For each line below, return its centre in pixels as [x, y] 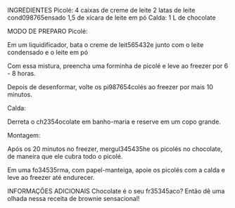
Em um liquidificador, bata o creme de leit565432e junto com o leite [106, 45]
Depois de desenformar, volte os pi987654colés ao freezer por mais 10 [110, 87]
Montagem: [24, 135]
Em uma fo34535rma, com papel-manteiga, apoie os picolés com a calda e [116, 170]
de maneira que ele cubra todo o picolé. [65, 156]
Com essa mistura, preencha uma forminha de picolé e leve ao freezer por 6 [118, 66]
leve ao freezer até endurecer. [51, 177]
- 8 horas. [22, 73]
